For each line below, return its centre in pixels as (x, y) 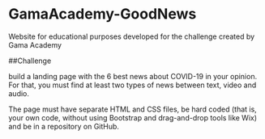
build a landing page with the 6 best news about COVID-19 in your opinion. (133, 76)
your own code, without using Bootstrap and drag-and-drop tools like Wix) (133, 117)
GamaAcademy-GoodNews (103, 14)
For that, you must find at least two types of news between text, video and (132, 85)
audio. (19, 93)
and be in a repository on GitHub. (64, 126)
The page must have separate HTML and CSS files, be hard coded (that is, (132, 109)
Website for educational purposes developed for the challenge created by (132, 36)
